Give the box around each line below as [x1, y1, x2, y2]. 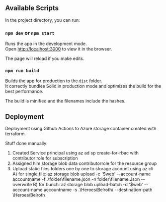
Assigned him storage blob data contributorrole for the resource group [12, 160, 157, 166]
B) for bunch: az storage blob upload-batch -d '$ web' [33, 182, 143, 188]
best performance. [5, 89, 44, 95]
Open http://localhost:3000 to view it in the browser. [5, 46, 112, 52]
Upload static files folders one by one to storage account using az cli [12, 166, 154, 172]
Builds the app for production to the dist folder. [5, 78, 102, 84]
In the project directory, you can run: [5, 17, 80, 23]
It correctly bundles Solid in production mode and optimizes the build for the [5, 83, 162, 89]
